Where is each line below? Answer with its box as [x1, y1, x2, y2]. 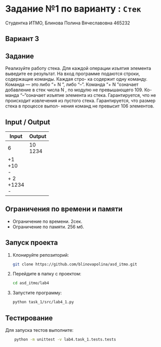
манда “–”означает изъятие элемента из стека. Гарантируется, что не [5, 92, 156, 98]
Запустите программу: [12, 290, 62, 296]
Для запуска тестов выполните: [5, 327, 74, 333]
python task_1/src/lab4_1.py [12, 300, 74, 305]
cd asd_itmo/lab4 [12, 281, 49, 286]
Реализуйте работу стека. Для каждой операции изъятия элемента [5, 65, 151, 72]
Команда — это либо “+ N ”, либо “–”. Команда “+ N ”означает [5, 82, 139, 88]
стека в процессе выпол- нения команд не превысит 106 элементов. [5, 103, 154, 109]
